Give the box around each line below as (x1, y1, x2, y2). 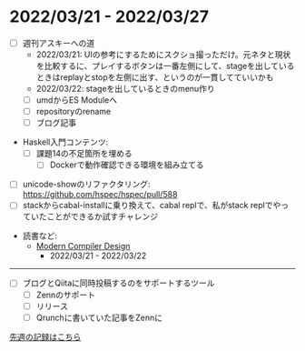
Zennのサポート (35, 289, 96, 300)
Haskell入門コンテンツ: (22, 136, 109, 147)
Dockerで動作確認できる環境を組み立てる (49, 159, 204, 170)
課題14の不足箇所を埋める (35, 148, 133, 159)
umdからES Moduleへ (35, 95, 118, 105)
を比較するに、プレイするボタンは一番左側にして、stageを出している (35, 61, 295, 71)
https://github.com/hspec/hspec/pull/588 (22, 189, 178, 200)
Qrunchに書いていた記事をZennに (35, 312, 163, 323)
